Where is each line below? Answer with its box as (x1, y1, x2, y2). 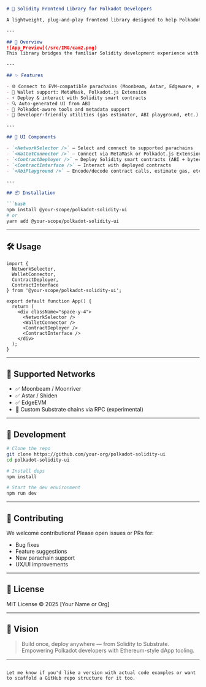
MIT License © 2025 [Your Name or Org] (6, 600, 110, 607)
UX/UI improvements (15, 561, 69, 568)
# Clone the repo (6, 446, 51, 452)
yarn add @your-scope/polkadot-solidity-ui (6, 218, 120, 224)
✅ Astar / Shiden (15, 392, 58, 399)
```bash (6, 201, 26, 208)
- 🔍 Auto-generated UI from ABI (6, 100, 91, 107)
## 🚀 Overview (6, 39, 43, 45)
